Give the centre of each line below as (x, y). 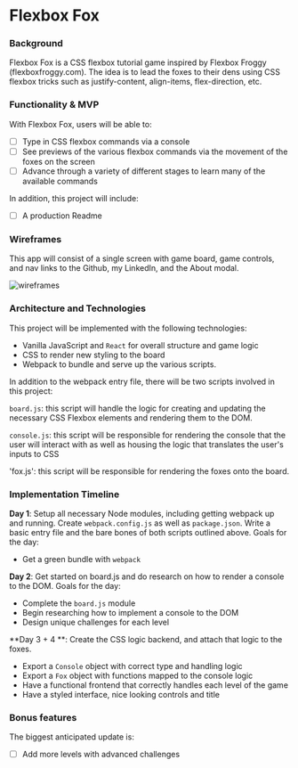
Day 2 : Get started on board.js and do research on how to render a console (147, 576)
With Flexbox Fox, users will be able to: (81, 124)
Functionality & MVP (54, 105)
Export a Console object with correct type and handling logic (132, 666)
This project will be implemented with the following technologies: (128, 328)
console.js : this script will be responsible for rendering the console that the (148, 435)
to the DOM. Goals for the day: (65, 585)
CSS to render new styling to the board (93, 355)
